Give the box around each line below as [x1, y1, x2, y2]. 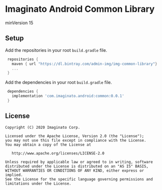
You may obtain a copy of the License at [5, 142, 92, 147]
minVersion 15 [5, 20, 33, 26]
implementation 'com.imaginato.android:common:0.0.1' [11, 94, 125, 99]
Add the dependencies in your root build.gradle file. [5, 79, 112, 85]
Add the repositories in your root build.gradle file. [5, 47, 107, 53]
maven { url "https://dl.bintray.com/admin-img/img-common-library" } [11, 61, 158, 66]
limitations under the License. [5, 181, 71, 186]
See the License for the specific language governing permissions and [5, 177, 153, 182]
